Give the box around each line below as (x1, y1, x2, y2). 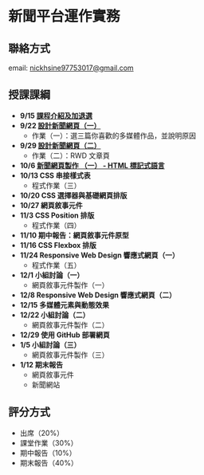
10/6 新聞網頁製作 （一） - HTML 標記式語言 (19, 160, 165, 170)
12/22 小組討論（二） (19, 310, 90, 320)
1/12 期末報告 (19, 359, 64, 369)
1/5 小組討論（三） (19, 340, 81, 349)
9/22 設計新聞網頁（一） (19, 120, 101, 130)
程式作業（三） (31, 180, 81, 190)
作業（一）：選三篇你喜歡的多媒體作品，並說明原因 (31, 131, 197, 140)
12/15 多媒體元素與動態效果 (19, 300, 110, 309)
